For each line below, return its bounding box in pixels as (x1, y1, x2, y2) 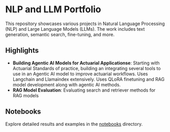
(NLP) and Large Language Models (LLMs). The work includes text (5, 26, 145, 32)
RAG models (12, 92, 39, 98)
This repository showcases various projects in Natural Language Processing (5, 20, 165, 27)
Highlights (5, 46, 39, 55)
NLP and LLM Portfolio (5, 4, 101, 15)
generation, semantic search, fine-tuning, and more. (5, 31, 115, 37)
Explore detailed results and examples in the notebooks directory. (5, 121, 143, 127)
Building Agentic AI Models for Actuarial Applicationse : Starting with (12, 60, 160, 66)
